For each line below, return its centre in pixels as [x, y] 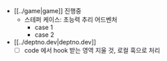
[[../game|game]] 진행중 [48, 11]
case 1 [44, 27]
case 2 [44, 35]
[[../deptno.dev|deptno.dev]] [55, 42]
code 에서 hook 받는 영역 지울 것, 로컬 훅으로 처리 [92, 50]
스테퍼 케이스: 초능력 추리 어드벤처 [71, 19]
